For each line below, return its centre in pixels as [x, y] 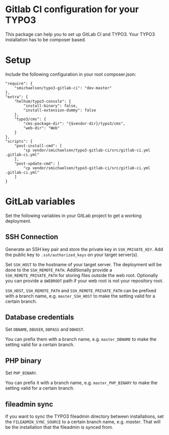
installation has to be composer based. [46, 40]
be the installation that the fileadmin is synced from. [59, 427]
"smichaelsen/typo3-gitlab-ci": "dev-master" [63, 88]
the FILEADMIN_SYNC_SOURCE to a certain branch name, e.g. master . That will [83, 422]
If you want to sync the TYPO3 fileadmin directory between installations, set [85, 416]
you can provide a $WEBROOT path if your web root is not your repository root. [84, 281]
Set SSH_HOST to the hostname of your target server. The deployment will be [83, 264]
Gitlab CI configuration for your [72, 9]
